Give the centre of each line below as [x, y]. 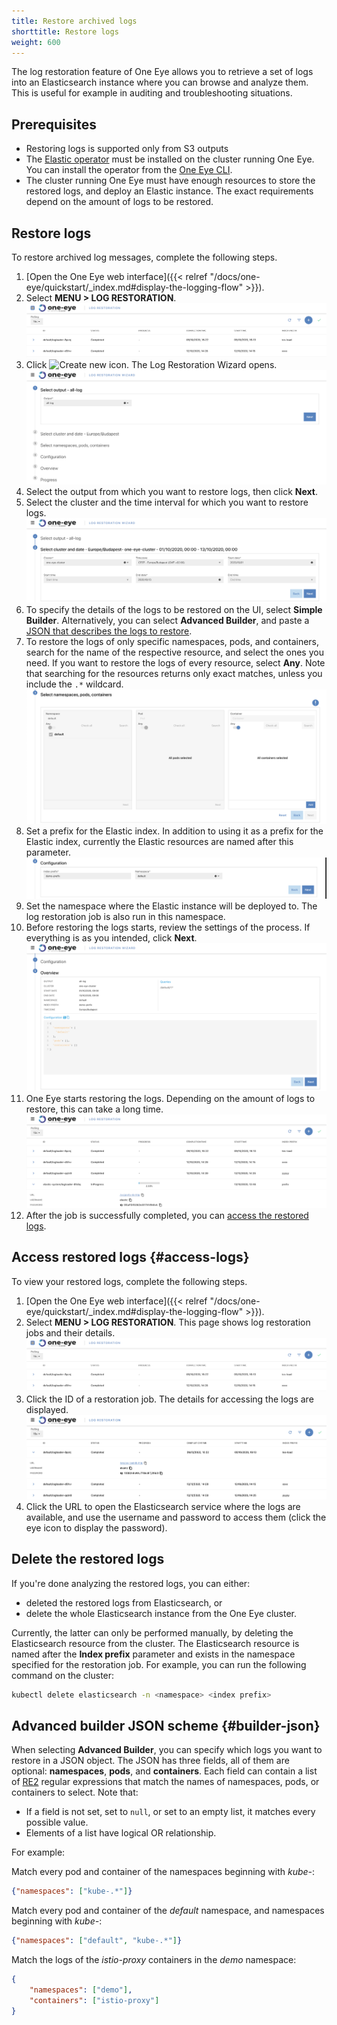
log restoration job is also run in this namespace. [125, 917]
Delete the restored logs [88, 1559]
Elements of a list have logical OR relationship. [121, 1833]
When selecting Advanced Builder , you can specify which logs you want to [167, 1750]
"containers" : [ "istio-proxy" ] [94, 2000]
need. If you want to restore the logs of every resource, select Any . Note [175, 662]
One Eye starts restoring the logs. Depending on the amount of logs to [170, 1098]
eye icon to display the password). [96, 1527]
